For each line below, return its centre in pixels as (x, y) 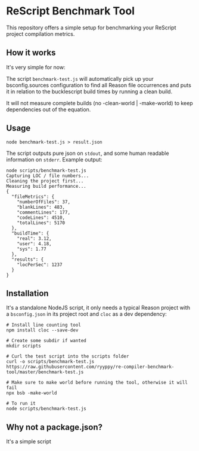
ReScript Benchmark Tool (71, 11)
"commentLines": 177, (43, 212)
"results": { (28, 259)
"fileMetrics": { (33, 196)
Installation (27, 293)
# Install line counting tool (44, 325)
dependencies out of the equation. (49, 109)
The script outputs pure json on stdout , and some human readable (88, 153)
